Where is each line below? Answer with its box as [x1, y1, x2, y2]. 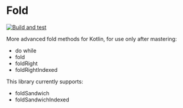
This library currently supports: [6, 78, 83, 85]
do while [14, 46, 37, 54]
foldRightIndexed [14, 66, 58, 73]
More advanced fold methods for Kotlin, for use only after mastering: [6, 35, 177, 42]
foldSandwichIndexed [14, 96, 69, 103]
